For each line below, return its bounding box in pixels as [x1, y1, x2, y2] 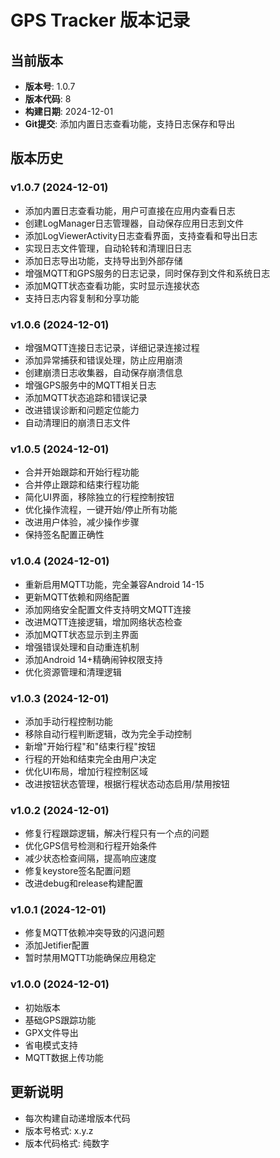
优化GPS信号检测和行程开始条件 [24, 840, 158, 852]
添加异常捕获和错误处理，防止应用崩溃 [24, 354, 183, 366]
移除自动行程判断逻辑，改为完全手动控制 [24, 727, 192, 740]
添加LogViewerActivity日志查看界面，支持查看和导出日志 [24, 229, 258, 241]
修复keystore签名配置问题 [24, 865, 132, 877]
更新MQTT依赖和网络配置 [24, 591, 130, 603]
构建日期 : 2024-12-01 [24, 106, 114, 117]
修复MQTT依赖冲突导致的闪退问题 [24, 927, 165, 939]
